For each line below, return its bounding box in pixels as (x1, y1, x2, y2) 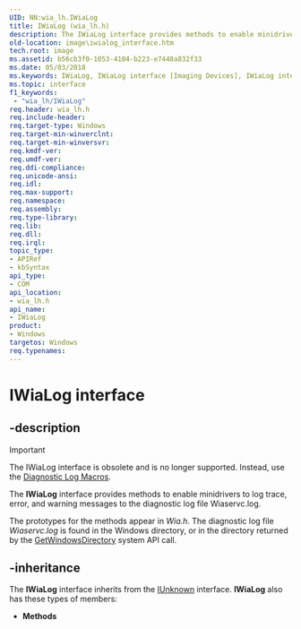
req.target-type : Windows (9, 122, 106, 131)
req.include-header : (9, 113, 87, 122)
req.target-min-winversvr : (9, 138, 110, 147)
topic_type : (9, 246, 54, 255)
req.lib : (9, 221, 42, 230)
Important (9, 444, 46, 455)
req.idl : (9, 180, 42, 189)
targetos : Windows (9, 338, 78, 347)
